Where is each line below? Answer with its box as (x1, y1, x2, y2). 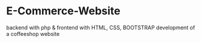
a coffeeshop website (6, 30, 60, 37)
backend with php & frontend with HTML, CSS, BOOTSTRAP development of (6, 24, 195, 31)
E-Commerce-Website (6, 4, 121, 18)
